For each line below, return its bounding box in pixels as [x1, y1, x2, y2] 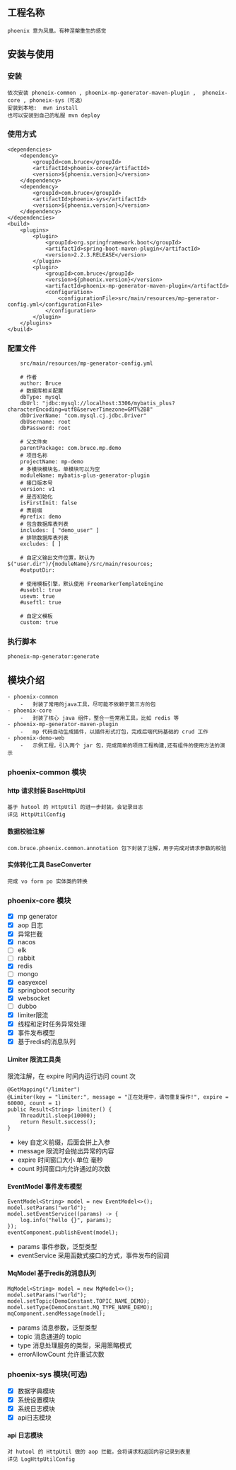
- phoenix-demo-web [7, 735, 65, 742]
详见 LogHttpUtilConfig [7, 1456, 76, 1463]
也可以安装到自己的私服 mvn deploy [7, 112, 100, 119]
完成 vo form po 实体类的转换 [7, 878, 88, 885]
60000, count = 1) [7, 1100, 61, 1107]
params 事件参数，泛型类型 [17, 1243, 98, 1251]
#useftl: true [20, 599, 61, 606]
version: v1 [20, 486, 55, 493]
